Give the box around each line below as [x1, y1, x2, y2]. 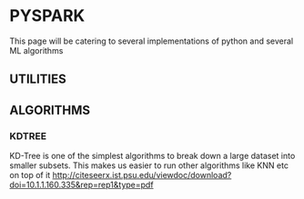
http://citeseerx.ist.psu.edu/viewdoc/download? [52, 170, 232, 181]
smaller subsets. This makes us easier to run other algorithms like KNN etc [9, 160, 289, 171]
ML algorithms [9, 45, 64, 55]
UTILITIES [9, 72, 66, 87]
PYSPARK [9, 5, 86, 26]
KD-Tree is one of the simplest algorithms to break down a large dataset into [9, 151, 296, 162]
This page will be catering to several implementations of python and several [9, 35, 294, 46]
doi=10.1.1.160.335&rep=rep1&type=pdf [9, 179, 154, 191]
